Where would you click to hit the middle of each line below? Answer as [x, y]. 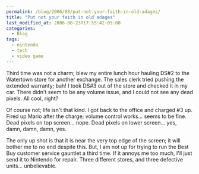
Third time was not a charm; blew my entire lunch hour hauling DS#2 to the [98, 73]
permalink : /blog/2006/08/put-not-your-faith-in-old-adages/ [83, 12]
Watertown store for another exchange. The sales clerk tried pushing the [95, 79]
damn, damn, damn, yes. [36, 129]
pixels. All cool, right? [32, 98]
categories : [21, 28]
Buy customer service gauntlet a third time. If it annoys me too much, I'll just [99, 153]
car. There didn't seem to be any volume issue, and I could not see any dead [99, 92]
